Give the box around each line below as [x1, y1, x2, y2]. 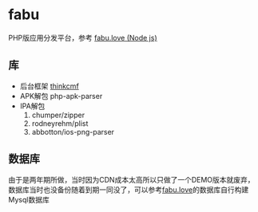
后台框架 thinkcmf [19, 81, 80, 91]
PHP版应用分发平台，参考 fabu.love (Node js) [8, 33, 157, 42]
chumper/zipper [31, 110, 85, 120]
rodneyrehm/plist [31, 118, 89, 128]
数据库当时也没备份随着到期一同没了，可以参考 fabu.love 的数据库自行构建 [8, 185, 249, 194]
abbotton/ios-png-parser [31, 127, 114, 136]
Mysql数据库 [8, 194, 50, 204]
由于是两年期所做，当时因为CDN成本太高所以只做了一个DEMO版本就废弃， [8, 175, 255, 184]
